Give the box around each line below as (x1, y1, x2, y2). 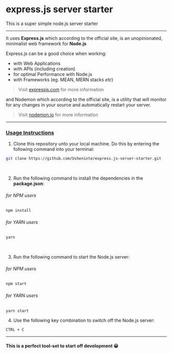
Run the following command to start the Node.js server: (13, 254, 130, 260)
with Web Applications (13, 60, 61, 66)
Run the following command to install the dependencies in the (13, 175, 143, 182)
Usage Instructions (6, 129, 54, 136)
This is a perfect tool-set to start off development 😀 (6, 343, 119, 349)
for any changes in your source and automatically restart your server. (6, 102, 152, 108)
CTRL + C (6, 327, 24, 333)
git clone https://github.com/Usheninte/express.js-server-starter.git (6, 156, 161, 161)
